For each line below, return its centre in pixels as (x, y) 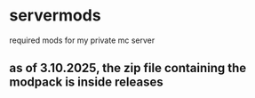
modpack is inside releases (86, 82)
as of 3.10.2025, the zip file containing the (128, 68)
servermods (55, 16)
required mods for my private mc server (82, 40)
